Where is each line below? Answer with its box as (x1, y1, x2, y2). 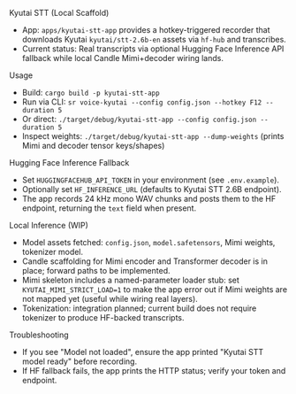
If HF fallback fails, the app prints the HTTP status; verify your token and (21, 366, 286, 375)
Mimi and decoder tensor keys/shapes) (21, 141, 165, 151)
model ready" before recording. (21, 356, 138, 367)
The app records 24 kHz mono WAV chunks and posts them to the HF (21, 194, 277, 204)
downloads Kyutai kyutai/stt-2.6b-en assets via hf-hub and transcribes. (21, 35, 287, 44)
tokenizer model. (21, 247, 84, 257)
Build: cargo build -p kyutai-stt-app (21, 88, 161, 97)
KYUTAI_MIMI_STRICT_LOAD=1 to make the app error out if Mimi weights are (21, 284, 288, 295)
